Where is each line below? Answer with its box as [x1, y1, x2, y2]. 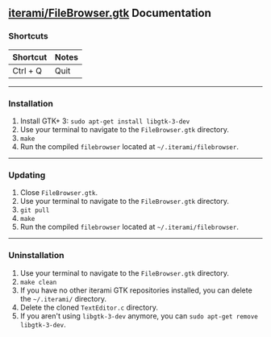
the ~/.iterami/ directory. [19, 293, 107, 303]
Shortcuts [8, 31, 48, 42]
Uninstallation [8, 250, 65, 261]
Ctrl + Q [12, 64, 43, 76]
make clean [19, 278, 57, 286]
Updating [8, 169, 46, 181]
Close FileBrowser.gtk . [19, 188, 98, 198]
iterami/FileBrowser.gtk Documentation [8, 6, 211, 20]
